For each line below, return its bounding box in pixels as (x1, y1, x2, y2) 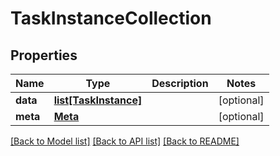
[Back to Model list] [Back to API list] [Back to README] (10, 135, 240, 147)
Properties (10, 47, 78, 64)
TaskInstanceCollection (10, 7, 212, 30)
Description (151, 77, 209, 90)
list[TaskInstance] (53, 93, 143, 107)
